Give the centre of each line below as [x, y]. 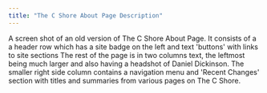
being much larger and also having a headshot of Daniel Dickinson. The [126, 64]
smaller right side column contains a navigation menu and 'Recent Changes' [134, 72]
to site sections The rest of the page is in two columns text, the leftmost [127, 55]
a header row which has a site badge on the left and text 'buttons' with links [133, 46]
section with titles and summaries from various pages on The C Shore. [125, 80]
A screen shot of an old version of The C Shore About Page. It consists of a [132, 38]
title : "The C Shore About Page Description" [85, 15]
